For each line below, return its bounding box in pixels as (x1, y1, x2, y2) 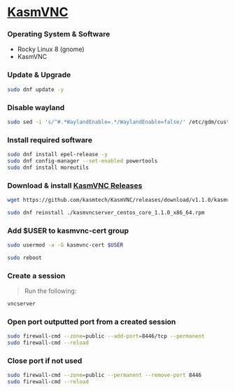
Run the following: (24, 287, 77, 295)
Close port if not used (7, 355, 83, 365)
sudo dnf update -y (7, 85, 64, 93)
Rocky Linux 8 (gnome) (17, 45, 85, 53)
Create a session (7, 270, 66, 280)
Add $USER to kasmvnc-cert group (7, 226, 129, 235)
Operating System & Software (7, 29, 111, 39)
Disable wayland (7, 102, 65, 112)
